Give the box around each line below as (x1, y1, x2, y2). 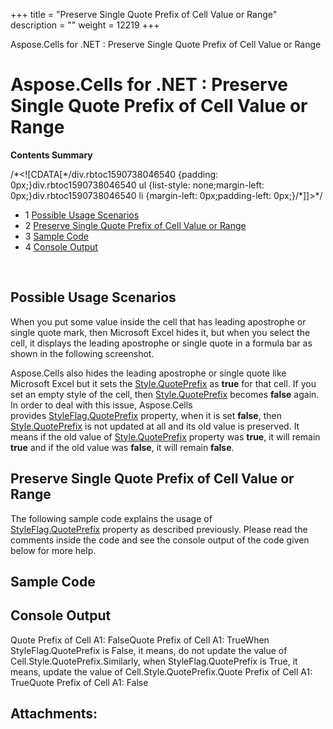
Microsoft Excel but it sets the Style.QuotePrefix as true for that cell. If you (10, 377, 317, 389)
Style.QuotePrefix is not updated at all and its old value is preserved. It (10, 420, 300, 432)
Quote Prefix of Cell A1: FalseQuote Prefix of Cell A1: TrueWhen (10, 634, 270, 646)
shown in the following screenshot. (10, 347, 155, 359)
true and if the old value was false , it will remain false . (10, 441, 235, 453)
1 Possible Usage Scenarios (24, 209, 140, 221)
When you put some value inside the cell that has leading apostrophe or (10, 315, 307, 328)
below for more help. (10, 544, 97, 556)
